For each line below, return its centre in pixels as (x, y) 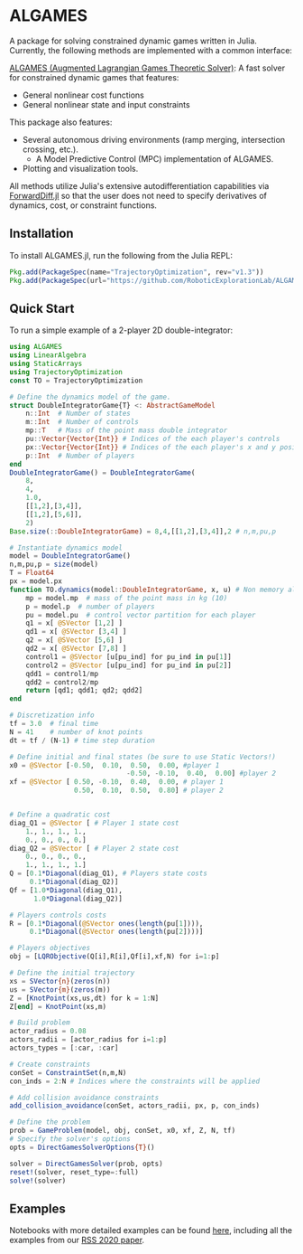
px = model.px (36, 581)
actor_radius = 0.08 (48, 1032)
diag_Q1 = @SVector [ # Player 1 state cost (94, 823)
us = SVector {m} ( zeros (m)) (60, 990)
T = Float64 (32, 573)
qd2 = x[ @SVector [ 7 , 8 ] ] (76, 649)
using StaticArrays (46, 364)
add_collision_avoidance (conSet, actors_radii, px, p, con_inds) (134, 1106)
